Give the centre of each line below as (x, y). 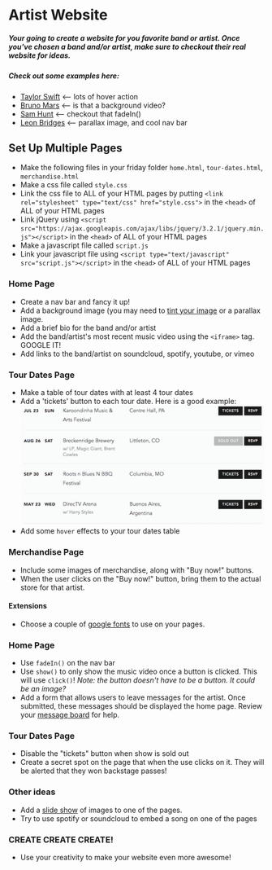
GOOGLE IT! (41, 345)
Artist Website (58, 15)
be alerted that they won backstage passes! (93, 771)
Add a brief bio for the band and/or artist (88, 327)
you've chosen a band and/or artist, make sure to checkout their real (127, 46)
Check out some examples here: (64, 76)
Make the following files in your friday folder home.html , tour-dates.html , (142, 168)
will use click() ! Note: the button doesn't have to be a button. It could (138, 680)
